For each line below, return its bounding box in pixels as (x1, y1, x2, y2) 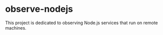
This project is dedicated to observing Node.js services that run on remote (5, 20, 158, 26)
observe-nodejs (5, 3, 73, 15)
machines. (5, 25, 26, 31)
